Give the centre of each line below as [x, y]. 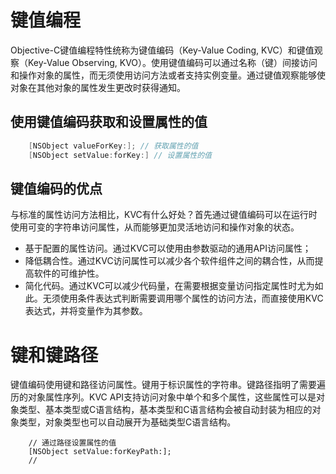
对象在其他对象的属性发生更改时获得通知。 [98, 87]
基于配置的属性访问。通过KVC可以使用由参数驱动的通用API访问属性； [168, 248]
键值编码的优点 [56, 188]
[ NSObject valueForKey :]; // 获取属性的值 [113, 146]
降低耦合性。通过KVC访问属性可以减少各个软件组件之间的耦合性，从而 [169, 261]
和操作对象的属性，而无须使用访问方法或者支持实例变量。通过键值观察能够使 [168, 75]
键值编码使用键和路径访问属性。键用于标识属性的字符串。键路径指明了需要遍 [168, 385]
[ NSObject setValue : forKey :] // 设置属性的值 [120, 155]
